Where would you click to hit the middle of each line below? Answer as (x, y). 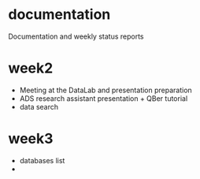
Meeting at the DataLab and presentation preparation (106, 90)
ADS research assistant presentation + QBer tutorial (104, 98)
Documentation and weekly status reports (76, 36)
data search (39, 106)
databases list (42, 160)
